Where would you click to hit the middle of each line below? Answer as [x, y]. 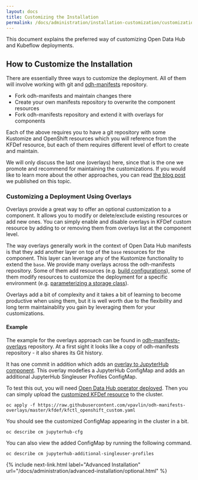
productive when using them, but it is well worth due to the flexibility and [94, 301]
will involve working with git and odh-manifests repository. [77, 85]
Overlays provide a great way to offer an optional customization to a [88, 209]
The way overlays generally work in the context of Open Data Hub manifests [99, 246]
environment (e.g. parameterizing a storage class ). [67, 283]
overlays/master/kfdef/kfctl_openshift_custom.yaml [71, 410]
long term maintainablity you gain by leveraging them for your [81, 307]
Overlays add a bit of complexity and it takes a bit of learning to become [94, 294]
